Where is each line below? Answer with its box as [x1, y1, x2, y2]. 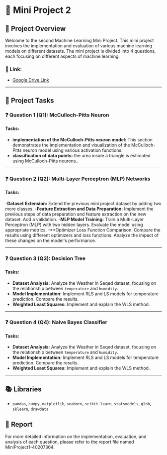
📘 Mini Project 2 [5, 4, 71, 16]
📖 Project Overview [5, 24, 66, 33]
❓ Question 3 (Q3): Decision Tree [5, 255, 86, 262]
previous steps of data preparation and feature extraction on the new [5, 211, 147, 217]
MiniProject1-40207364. [5, 444, 55, 450]
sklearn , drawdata [12, 406, 49, 412]
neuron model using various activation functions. [22, 147, 123, 153]
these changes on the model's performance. [5, 237, 96, 243]
